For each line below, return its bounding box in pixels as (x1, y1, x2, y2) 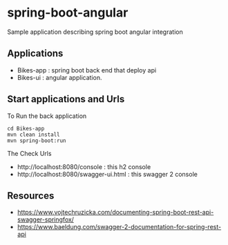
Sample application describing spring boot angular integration (7, 28, 183, 36)
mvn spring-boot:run (7, 137, 67, 144)
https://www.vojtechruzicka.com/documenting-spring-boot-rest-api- (17, 208, 214, 217)
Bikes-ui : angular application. (17, 73, 102, 81)
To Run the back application (7, 112, 87, 120)
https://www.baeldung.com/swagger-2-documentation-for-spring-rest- (17, 223, 222, 231)
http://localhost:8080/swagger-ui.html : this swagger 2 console (17, 170, 198, 178)
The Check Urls (7, 149, 52, 157)
